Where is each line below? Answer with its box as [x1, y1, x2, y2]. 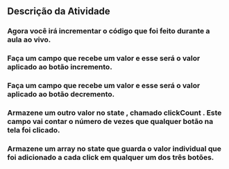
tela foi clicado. [7, 125, 60, 135]
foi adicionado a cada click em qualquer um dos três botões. [7, 152, 214, 162]
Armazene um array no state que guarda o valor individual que [7, 144, 222, 153]
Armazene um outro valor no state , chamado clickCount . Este [7, 108, 222, 118]
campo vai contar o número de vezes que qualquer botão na [7, 117, 214, 127]
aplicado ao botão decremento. [7, 89, 115, 99]
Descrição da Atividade [7, 6, 111, 17]
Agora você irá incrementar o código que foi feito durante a [7, 26, 210, 36]
